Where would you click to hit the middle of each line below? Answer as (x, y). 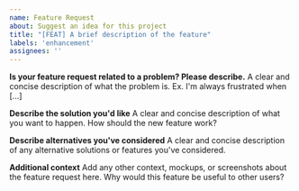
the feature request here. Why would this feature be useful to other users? (147, 177)
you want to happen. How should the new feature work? (113, 123)
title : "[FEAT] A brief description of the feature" (110, 34)
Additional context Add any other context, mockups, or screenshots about (148, 168)
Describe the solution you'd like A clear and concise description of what (145, 114)
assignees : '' (36, 51)
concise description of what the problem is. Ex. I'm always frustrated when (148, 86)
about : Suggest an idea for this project (88, 26)
